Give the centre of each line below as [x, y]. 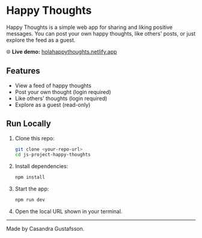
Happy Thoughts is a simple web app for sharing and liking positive [90, 27]
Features [23, 71]
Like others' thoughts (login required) [61, 98]
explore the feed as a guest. [41, 40]
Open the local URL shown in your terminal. [69, 211]
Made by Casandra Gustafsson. [45, 229]
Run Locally [29, 124]
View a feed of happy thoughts [53, 86]
